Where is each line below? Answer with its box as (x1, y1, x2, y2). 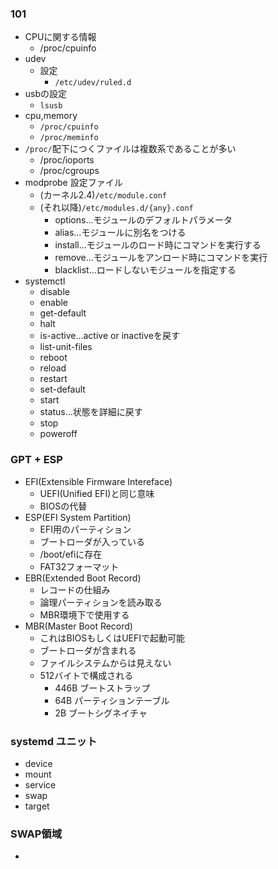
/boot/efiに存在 (39, 548, 103, 560)
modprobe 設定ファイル (24, 177, 123, 189)
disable (39, 286, 70, 298)
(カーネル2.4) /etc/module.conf (39, 189, 167, 201)
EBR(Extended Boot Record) (24, 572, 142, 584)
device (24, 757, 53, 769)
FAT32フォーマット (39, 560, 120, 572)
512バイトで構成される (39, 669, 134, 681)
